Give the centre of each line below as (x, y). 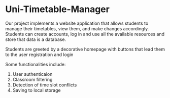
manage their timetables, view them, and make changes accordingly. (77, 28)
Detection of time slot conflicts (45, 85)
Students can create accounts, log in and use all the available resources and (85, 34)
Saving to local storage (37, 90)
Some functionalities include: (36, 64)
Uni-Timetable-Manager (58, 9)
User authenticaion (32, 74)
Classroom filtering (32, 79)
